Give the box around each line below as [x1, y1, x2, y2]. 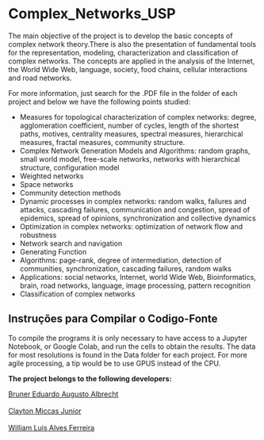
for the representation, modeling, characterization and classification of [8, 48, 239, 57]
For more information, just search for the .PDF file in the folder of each [8, 88, 238, 98]
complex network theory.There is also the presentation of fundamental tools [8, 39, 256, 48]
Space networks [19, 179, 74, 189]
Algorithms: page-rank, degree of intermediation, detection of [19, 255, 222, 265]
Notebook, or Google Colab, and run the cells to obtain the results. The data [8, 342, 256, 351]
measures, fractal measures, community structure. [19, 137, 186, 147]
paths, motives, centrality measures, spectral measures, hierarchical [19, 128, 243, 139]
